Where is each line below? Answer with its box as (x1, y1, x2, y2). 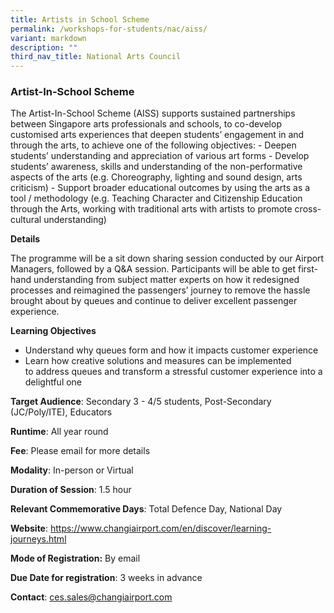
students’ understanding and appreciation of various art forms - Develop (10, 150, 310, 162)
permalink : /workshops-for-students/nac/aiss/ (10, 24, 208, 34)
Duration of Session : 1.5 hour (10, 484, 132, 496)
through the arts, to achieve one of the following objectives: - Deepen (10, 139, 297, 151)
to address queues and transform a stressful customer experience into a (24, 366, 323, 378)
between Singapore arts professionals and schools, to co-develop (10, 118, 282, 130)
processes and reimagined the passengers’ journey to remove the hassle (10, 284, 311, 296)
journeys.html (10, 533, 67, 545)
